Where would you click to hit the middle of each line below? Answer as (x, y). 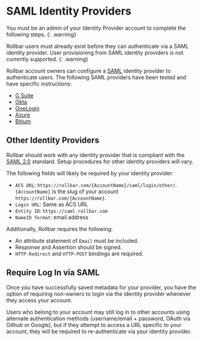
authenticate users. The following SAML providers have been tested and (96, 77)
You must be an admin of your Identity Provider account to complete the (96, 28)
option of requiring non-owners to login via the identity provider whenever (99, 294)
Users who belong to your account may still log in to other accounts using (98, 312)
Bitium (23, 121)
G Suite (24, 95)
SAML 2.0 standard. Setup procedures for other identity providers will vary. (100, 161)
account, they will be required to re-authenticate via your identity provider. (99, 331)
